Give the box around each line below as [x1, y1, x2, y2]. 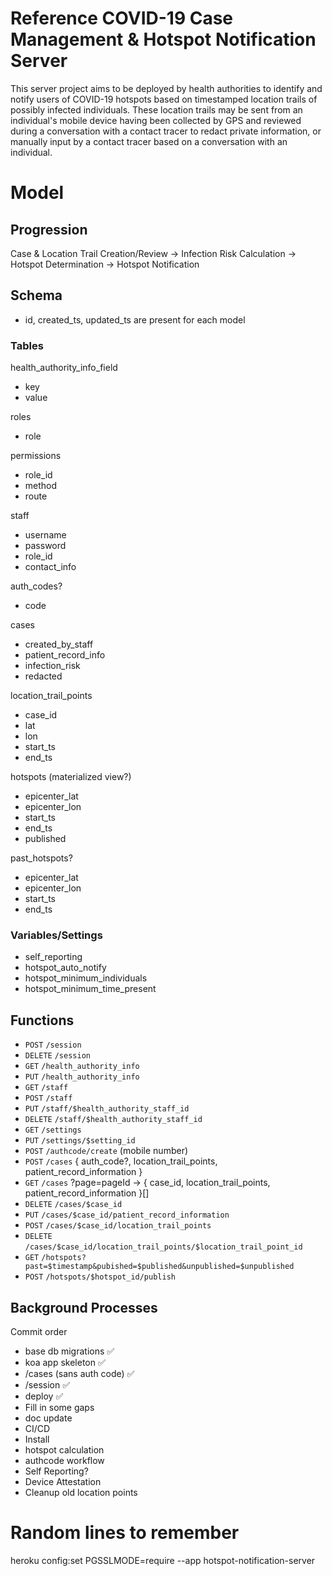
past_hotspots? [10, 852, 73, 864]
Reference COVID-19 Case [10, 7, 234, 30]
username [24, 529, 67, 541]
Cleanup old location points [24, 1486, 138, 1498]
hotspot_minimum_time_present [24, 983, 157, 995]
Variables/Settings [10, 928, 103, 942]
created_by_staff [24, 638, 94, 651]
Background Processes [10, 1299, 158, 1316]
